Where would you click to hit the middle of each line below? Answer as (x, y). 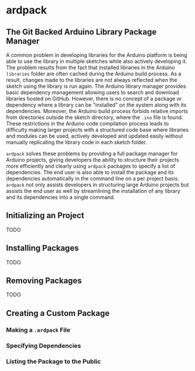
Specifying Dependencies (44, 345)
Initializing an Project (45, 215)
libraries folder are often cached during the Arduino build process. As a (94, 74)
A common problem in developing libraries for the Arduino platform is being (97, 55)
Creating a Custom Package (58, 313)
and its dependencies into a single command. (61, 197)
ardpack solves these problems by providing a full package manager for (92, 154)
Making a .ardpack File (38, 330)
